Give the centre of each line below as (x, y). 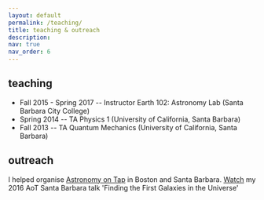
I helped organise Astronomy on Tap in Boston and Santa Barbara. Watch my (132, 179)
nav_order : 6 (29, 52)
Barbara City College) (55, 111)
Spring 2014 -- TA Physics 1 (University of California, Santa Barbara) (130, 119)
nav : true (24, 45)
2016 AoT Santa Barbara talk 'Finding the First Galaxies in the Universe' (123, 187)
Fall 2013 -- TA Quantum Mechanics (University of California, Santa (128, 127)
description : (29, 37)
